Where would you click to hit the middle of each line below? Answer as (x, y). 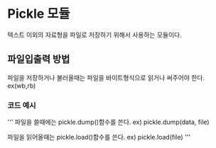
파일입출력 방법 (39, 59)
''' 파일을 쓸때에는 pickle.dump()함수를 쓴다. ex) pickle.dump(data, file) (108, 122)
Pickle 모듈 (39, 14)
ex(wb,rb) (22, 86)
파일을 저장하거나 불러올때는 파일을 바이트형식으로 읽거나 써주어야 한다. (106, 77)
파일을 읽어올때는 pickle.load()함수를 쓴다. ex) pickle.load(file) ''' (99, 137)
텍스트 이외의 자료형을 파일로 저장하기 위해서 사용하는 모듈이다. (95, 35)
